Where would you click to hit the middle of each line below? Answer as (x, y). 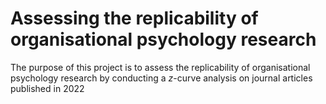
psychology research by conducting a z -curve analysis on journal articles (161, 78)
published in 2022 (47, 88)
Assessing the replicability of (134, 18)
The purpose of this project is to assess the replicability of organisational (160, 67)
